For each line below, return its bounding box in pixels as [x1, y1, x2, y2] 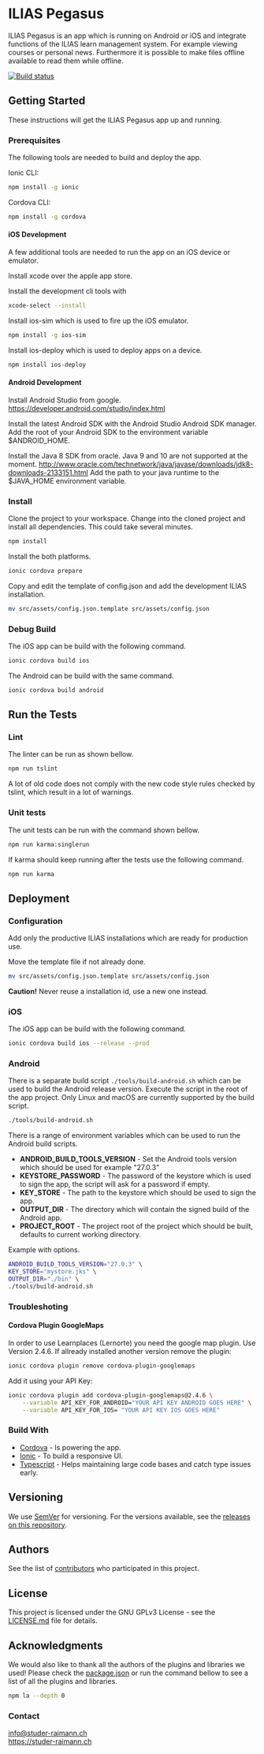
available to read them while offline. [8, 56, 124, 65]
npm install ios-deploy [8, 361, 87, 368]
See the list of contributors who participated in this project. [8, 1564, 199, 1573]
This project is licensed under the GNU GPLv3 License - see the [8, 1607, 215, 1617]
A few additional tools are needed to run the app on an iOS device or [8, 248, 231, 256]
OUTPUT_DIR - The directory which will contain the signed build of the [19, 1205, 250, 1214]
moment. [8, 459, 37, 469]
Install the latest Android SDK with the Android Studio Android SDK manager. [8, 419, 257, 428]
